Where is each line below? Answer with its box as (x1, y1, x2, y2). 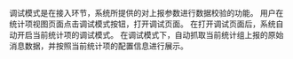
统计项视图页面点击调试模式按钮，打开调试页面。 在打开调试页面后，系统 (9, 18, 276, 29)
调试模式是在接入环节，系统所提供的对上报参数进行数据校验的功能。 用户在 (9, 8, 284, 18)
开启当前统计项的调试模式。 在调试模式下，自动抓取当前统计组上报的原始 (16, 30, 284, 40)
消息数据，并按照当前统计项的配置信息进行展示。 (9, 41, 188, 51)
